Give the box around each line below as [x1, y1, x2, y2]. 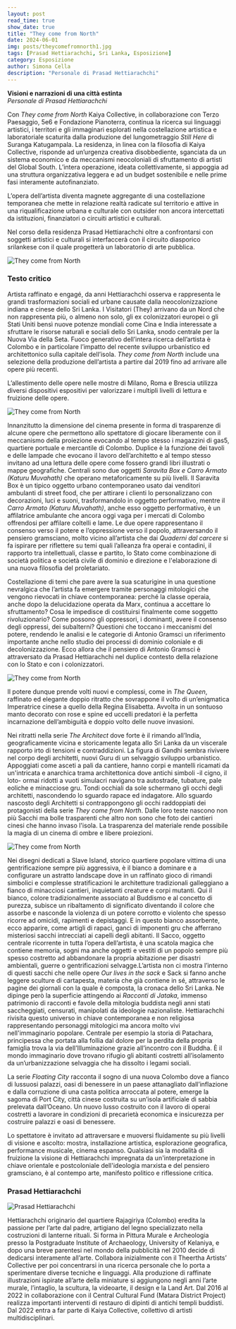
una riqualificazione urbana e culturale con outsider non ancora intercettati [7, 206, 225, 215]
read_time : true [7, 17, 55, 24]
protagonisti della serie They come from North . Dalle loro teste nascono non [7, 806, 228, 815]
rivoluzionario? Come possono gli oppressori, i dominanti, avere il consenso [7, 615, 227, 623]
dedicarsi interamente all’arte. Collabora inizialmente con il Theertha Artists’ [7, 1253, 227, 1262]
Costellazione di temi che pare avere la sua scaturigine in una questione [7, 577, 216, 586]
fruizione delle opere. [7, 394, 69, 402]
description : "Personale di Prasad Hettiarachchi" [7, 69, 159, 76]
